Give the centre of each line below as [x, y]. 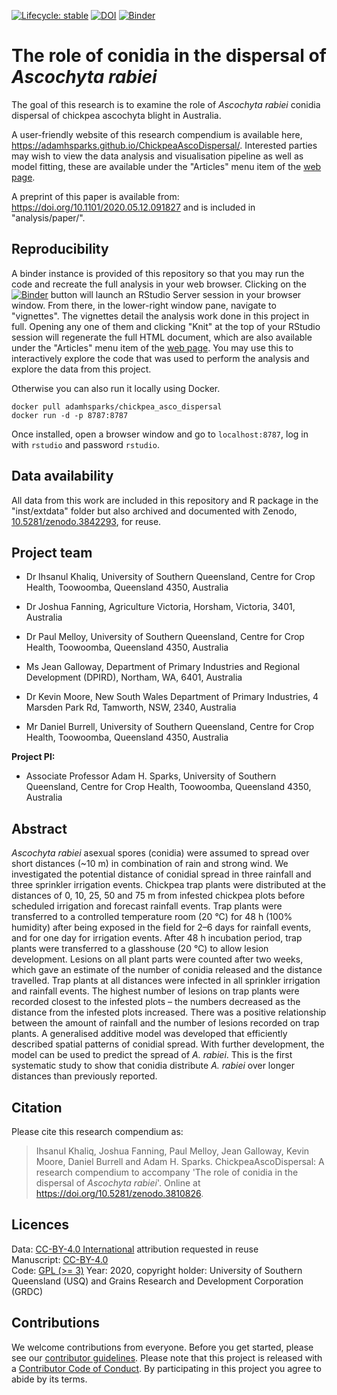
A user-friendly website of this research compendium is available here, [157, 134]
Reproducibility [60, 249]
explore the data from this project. [81, 369]
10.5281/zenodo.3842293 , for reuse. [86, 521]
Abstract [39, 828]
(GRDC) [27, 1291]
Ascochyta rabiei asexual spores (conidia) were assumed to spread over [160, 853]
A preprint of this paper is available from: [95, 196]
